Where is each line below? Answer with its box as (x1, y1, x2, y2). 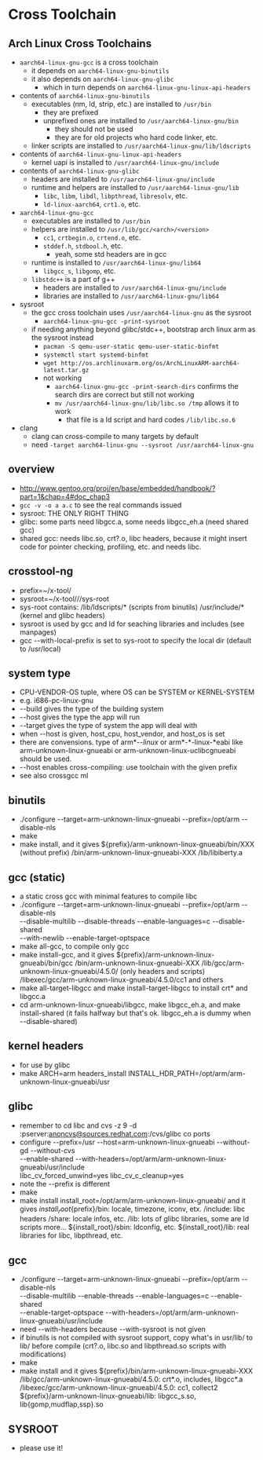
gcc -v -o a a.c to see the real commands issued (19, 500, 182, 510)
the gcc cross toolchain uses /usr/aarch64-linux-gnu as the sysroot (31, 308, 252, 317)
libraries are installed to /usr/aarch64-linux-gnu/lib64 (42, 291, 220, 300)
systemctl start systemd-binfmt (42, 351, 149, 359)
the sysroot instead (31, 333, 94, 342)
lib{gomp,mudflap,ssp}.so (19, 1400, 104, 1409)
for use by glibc (19, 1060, 71, 1070)
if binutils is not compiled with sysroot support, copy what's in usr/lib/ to (19, 1333, 254, 1342)
